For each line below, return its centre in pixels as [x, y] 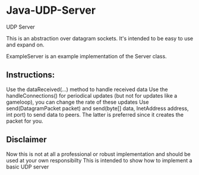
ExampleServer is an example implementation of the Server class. [87, 56]
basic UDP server [28, 167]
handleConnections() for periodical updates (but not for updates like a [92, 95]
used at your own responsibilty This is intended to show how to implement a [99, 160]
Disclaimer [26, 140]
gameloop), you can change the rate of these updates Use [78, 102]
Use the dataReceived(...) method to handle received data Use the [87, 89]
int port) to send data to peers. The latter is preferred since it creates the [95, 114]
